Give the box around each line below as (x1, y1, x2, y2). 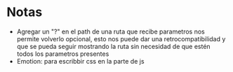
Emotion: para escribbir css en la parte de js (16, 57, 145, 65)
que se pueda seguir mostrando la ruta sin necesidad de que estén (16, 42, 211, 50)
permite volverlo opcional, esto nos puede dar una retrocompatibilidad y (16, 34, 226, 43)
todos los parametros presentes (16, 50, 109, 58)
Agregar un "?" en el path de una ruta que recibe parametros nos (16, 27, 205, 36)
